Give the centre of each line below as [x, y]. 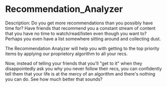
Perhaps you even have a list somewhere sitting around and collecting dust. [83, 39]
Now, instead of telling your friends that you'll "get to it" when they [74, 63]
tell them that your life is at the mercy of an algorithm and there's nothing [80, 74]
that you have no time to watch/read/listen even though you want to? [76, 33]
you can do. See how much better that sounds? [54, 79]
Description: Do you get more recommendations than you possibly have [79, 23]
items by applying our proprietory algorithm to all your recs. [66, 54]
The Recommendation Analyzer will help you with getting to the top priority [82, 48]
